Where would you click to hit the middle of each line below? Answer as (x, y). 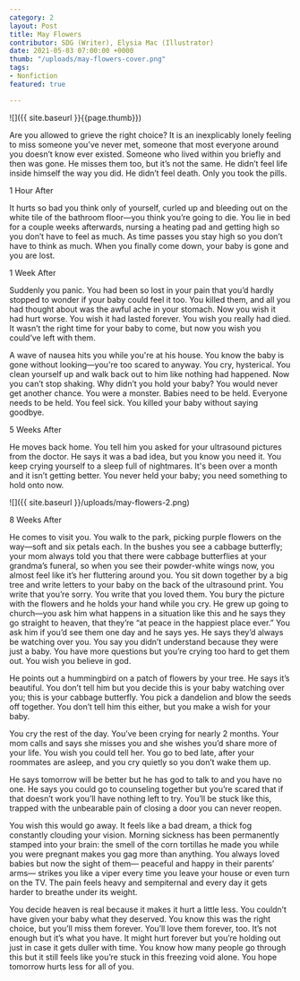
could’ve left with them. (52, 338)
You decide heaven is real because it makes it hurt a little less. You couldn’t (148, 909)
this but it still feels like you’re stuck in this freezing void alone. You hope (143, 957)
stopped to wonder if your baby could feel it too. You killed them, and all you (150, 299)
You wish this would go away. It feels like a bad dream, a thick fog (131, 825)
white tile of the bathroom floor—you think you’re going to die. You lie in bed (150, 217)
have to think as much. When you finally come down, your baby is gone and (149, 245)
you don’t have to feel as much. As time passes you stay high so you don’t (146, 236)
